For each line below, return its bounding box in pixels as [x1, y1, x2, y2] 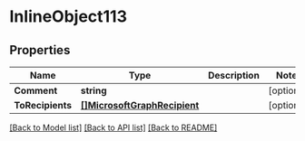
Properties [9, 42, 71, 58]
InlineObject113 [9, 6, 128, 27]
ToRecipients [14, 99, 73, 111]
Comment [14, 84, 58, 97]
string [80, 84, 107, 97]
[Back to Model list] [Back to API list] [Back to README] [9, 122, 218, 133]
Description [207, 70, 261, 81]
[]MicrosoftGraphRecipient [80, 99, 200, 111]
